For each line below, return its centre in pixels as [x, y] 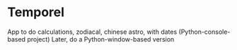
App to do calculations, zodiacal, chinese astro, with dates [92, 32]
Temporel [36, 12]
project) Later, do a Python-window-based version [101, 39]
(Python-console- [204, 32]
